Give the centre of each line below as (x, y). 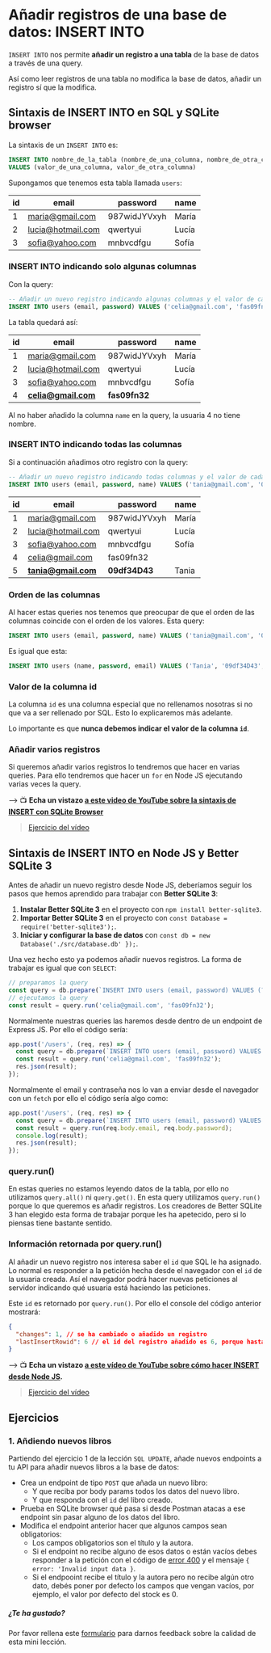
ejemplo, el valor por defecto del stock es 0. (105, 1594)
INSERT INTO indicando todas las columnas (95, 445)
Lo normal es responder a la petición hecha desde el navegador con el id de (135, 1270)
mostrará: (24, 1312)
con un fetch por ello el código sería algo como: (88, 1098)
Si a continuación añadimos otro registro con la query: (98, 462)
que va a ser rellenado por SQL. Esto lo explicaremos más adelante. (121, 712)
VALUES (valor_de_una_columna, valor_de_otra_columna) (102, 167)
